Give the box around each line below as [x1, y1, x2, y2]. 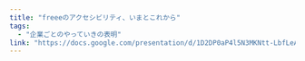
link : [9, 38, 30, 48]
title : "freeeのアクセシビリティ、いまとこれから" [9, 13, 182, 22]
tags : [9, 22, 30, 30]
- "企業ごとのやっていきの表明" [17, 30, 122, 39]
